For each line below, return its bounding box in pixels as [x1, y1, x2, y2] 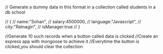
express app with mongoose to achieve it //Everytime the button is [5, 38, 139, 44]
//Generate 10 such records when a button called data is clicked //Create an [5, 34, 159, 39]
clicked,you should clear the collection [5, 44, 83, 49]
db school [5, 9, 26, 15]
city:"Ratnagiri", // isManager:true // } [5, 24, 81, 30]
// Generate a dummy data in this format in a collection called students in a [5, 4, 156, 10]
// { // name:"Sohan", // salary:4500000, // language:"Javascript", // [5, 19, 141, 24]
